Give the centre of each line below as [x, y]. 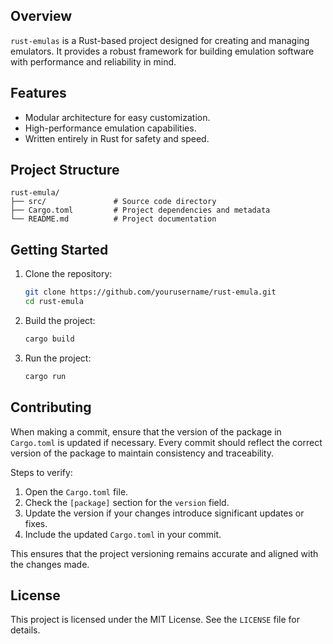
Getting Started [59, 249]
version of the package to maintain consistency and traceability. [142, 453]
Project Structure [65, 170]
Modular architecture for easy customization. [117, 117]
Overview [41, 16]
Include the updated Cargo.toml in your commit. [123, 534]
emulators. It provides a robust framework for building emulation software [162, 51]
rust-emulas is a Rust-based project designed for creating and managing [160, 40]
